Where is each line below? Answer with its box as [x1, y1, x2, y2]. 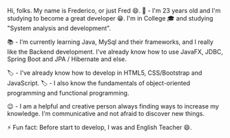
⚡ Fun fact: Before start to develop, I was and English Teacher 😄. [7, 124, 192, 131]
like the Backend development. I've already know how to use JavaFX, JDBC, [7, 48, 224, 56]
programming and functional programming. [7, 89, 129, 97]
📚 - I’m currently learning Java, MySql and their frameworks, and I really [7, 38, 213, 46]
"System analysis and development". [7, 24, 112, 32]
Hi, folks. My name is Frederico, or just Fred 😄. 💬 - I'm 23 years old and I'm [7, 7, 221, 14]
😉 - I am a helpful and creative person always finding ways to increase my [7, 102, 219, 110]
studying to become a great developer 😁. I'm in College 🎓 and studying [7, 14, 213, 22]
